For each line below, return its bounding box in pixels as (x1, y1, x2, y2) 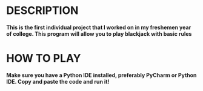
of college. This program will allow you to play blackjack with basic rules (6, 30, 192, 37)
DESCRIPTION (6, 4, 79, 18)
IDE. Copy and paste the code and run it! (6, 78, 110, 85)
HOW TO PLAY (6, 52, 81, 66)
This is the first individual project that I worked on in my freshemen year (6, 24, 191, 31)
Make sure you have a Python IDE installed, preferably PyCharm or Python (6, 71, 197, 79)
